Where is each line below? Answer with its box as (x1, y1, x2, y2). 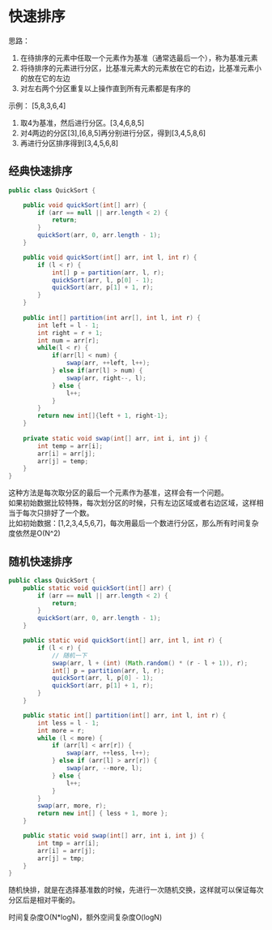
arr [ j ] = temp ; (37, 457, 89, 465)
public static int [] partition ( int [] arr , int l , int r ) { (23, 711, 227, 719)
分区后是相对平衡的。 (8, 895, 79, 905)
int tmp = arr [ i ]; (37, 839, 100, 847)
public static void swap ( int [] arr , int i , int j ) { (23, 832, 205, 840)
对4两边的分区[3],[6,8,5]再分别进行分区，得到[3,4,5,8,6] (19, 127, 206, 138)
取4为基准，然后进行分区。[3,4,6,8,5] (19, 118, 145, 127)
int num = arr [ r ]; (37, 336, 100, 345)
